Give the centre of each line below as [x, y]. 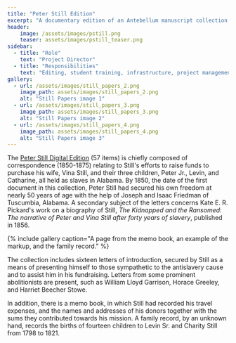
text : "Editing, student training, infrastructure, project [110, 72]
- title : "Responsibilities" [56, 66]
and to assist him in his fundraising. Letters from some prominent [101, 275]
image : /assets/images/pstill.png [70, 33]
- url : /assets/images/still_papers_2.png [77, 86]
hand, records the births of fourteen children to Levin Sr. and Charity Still [112, 326]
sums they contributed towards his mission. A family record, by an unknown [117, 318]
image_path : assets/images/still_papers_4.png [89, 131]
